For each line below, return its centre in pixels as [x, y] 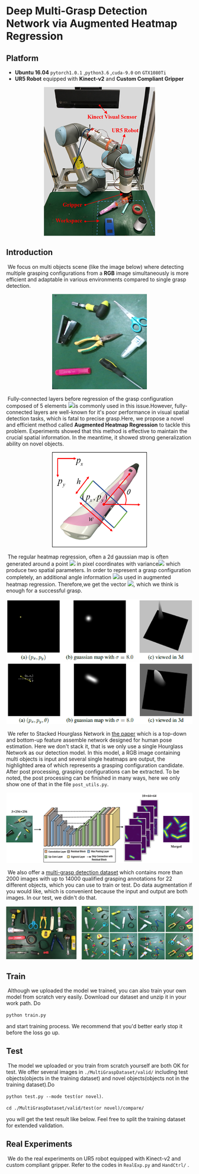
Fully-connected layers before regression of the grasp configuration [90, 398]
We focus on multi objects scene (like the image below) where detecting [96, 266]
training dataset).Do [31, 1084]
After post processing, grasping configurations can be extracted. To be [93, 772]
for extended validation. [35, 1125]
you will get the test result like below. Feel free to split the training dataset [96, 1119]
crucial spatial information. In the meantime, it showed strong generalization [99, 437]
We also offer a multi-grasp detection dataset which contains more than [95, 872]
